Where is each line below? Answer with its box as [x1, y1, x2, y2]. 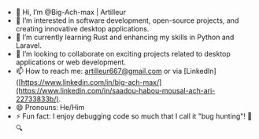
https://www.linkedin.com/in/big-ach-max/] [20, 78, 162, 86]
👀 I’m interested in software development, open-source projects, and [15, 16, 239, 25]
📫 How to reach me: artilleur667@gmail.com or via [15, 67, 183, 75]
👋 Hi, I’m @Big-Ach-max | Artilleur [15, 8, 126, 16]
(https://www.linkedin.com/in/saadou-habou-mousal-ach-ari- [15, 86, 216, 95]
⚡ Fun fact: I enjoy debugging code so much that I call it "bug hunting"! [15, 112, 246, 121]
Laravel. [15, 41, 42, 50]
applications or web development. [15, 57, 126, 67]
